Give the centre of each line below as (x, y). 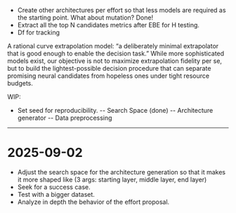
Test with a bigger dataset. (56, 194)
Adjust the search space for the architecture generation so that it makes (122, 172)
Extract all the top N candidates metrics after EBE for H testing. (109, 25)
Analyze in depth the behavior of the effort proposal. (93, 202)
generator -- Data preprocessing (65, 118)
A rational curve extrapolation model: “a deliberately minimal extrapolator (113, 46)
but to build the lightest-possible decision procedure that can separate (109, 68)
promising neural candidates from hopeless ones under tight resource (108, 76)
